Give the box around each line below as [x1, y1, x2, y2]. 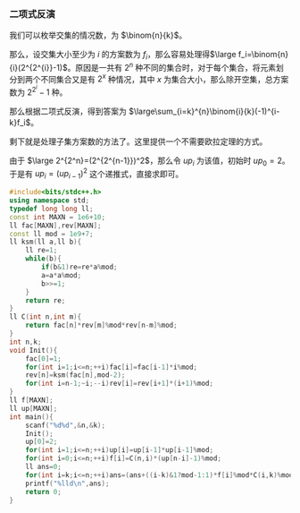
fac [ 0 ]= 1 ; [25, 354, 62, 363]
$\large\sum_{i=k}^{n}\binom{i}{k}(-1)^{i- [128, 106, 280, 116]
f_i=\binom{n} [237, 49, 288, 60]
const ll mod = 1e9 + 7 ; [9, 229, 94, 238]
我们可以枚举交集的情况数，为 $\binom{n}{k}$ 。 [9, 30, 187, 41]
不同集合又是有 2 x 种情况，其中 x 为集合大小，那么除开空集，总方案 [39, 72, 289, 84]
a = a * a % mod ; [41, 270, 82, 279]
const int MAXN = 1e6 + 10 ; [9, 212, 105, 221]
